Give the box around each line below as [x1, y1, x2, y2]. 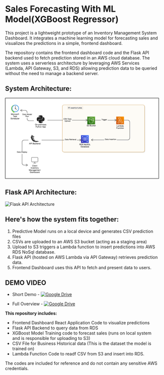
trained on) [12, 346, 35, 352]
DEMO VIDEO [5, 278, 46, 287]
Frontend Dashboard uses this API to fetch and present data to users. [12, 264, 152, 270]
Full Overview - [12, 301, 43, 307]
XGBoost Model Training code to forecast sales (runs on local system [12, 330, 152, 336]
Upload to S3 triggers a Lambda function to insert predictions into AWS [12, 244, 155, 250]
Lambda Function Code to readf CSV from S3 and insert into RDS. [12, 351, 145, 357]
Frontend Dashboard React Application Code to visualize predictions [12, 320, 150, 326]
